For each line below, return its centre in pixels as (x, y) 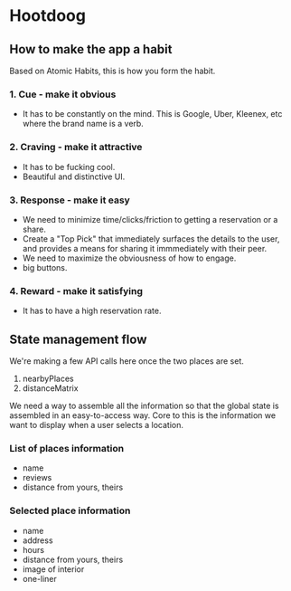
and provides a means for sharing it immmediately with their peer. (145, 248)
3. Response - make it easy (70, 200)
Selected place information (70, 510)
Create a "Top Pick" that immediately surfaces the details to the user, (151, 238)
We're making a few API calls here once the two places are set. (127, 361)
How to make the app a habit (91, 49)
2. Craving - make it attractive (76, 148)
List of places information (67, 448)
